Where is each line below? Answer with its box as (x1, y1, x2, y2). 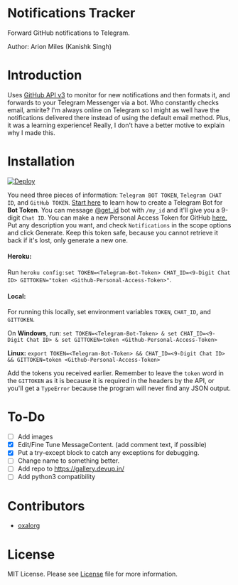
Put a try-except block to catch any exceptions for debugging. (17, 449, 200, 457)
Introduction (7, 68, 82, 83)
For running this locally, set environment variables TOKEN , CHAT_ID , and (7, 308, 211, 316)
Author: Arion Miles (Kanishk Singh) (7, 42, 112, 50)
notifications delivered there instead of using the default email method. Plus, (7, 113, 231, 122)
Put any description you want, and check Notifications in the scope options (7, 220, 232, 229)
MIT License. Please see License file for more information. (7, 570, 178, 579)
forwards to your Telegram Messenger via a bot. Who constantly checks (7, 98, 219, 107)
